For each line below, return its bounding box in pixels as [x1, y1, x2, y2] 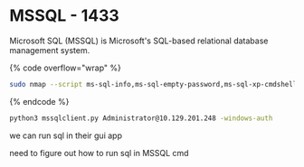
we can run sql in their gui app [9, 130, 122, 141]
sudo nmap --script [9, 79, 83, 88]
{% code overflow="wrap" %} [9, 62, 122, 73]
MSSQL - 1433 [9, 5, 119, 26]
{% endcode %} [9, 96, 70, 107]
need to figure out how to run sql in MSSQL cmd [9, 147, 189, 158]
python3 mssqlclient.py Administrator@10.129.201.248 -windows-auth [9, 114, 273, 123]
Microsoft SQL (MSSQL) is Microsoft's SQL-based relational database [9, 35, 269, 46]
